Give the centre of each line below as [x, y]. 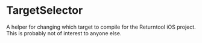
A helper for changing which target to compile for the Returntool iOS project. [101, 27]
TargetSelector [45, 10]
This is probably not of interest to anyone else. [64, 33]
